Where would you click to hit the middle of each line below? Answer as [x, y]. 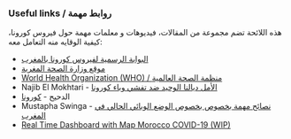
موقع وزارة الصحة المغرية [63, 68]
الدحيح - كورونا [46, 97]
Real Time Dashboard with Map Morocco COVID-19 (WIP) [126, 125]
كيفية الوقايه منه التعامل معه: [55, 42]
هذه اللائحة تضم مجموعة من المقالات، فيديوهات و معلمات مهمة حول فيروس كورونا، [145, 33]
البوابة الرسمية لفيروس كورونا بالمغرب [84, 59]
